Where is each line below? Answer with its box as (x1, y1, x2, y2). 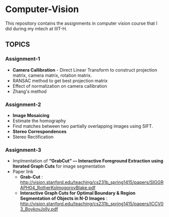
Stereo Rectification (12, 134, 54, 140)
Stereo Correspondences (12, 128, 67, 134)
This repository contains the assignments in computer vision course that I (5, 20, 157, 26)
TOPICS (5, 40, 30, 49)
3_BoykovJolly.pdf (20, 206, 58, 212)
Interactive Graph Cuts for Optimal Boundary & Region (20, 190, 136, 196)
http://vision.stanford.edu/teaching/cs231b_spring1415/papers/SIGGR (20, 179, 164, 185)
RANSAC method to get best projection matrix (12, 77, 108, 84)
